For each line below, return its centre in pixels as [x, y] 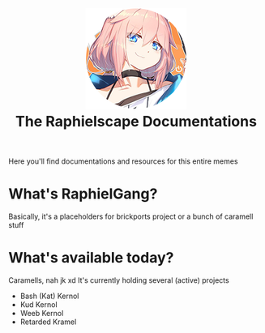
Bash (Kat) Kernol [49, 296]
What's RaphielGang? [83, 194]
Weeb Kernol [42, 313]
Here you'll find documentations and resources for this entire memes [123, 161]
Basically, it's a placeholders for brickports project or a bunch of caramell [131, 216]
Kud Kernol [39, 304]
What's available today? [91, 258]
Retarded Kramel [48, 322]
